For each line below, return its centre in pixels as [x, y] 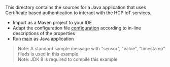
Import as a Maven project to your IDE [52, 23]
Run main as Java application [43, 39]
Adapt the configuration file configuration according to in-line [77, 28]
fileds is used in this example [48, 54]
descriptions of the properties [44, 33]
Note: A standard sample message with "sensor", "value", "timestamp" [91, 48]
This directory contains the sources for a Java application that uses [76, 7]
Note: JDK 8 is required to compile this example [67, 59]
